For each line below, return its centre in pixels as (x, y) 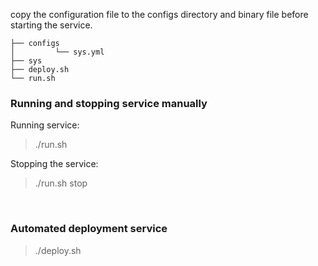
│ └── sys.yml (57, 52)
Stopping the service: (54, 164)
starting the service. (51, 25)
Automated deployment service (89, 229)
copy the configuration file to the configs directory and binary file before (159, 14)
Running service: (45, 125)
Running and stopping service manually (109, 103)
